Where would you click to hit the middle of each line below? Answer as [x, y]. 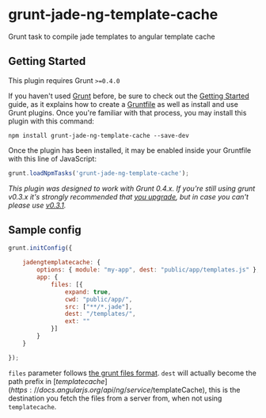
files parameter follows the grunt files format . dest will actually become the [133, 373]
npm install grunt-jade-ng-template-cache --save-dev [99, 135]
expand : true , [88, 292]
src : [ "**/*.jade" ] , [99, 306]
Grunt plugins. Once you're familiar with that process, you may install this [127, 112]
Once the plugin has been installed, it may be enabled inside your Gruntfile [130, 150]
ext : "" [77, 321]
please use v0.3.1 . [37, 205]
